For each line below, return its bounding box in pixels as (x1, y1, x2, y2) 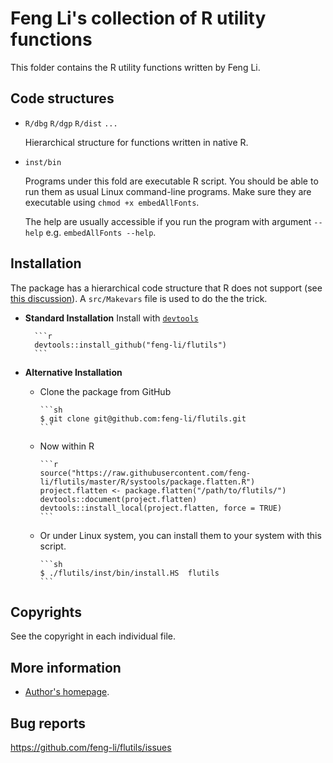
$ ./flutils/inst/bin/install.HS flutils (39, 568, 220, 578)
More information (10, 659, 122, 676)
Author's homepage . (24, 686, 110, 698)
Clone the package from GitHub (39, 385, 172, 397)
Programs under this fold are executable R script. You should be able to (24, 175, 319, 187)
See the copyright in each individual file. (10, 630, 176, 642)
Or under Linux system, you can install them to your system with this (39, 529, 322, 541)
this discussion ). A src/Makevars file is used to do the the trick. (10, 292, 268, 304)
